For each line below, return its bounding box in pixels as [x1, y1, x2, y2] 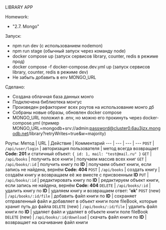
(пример [41, 120, 59, 126]
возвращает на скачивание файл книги [5, 220, 88, 225]
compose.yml [12, 120, 41, 126]
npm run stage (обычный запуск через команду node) [12, 48, 126, 54]
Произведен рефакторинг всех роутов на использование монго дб [12, 104, 155, 110]
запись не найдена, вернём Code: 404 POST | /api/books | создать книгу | [5, 166, 160, 172]
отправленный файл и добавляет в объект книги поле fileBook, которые [5, 198, 158, 204]
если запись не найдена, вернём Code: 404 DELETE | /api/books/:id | [5, 182, 151, 188]
